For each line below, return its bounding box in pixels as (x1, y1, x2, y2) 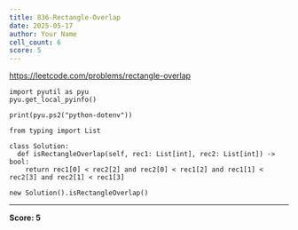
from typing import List (9, 126, 101, 136)
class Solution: (9, 142, 69, 151)
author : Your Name (9, 29, 77, 38)
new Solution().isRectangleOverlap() (9, 188, 149, 198)
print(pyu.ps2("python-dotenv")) (9, 111, 133, 120)
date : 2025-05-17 (9, 21, 74, 30)
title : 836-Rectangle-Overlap (9, 12, 122, 22)
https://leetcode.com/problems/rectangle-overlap (9, 70, 192, 81)
